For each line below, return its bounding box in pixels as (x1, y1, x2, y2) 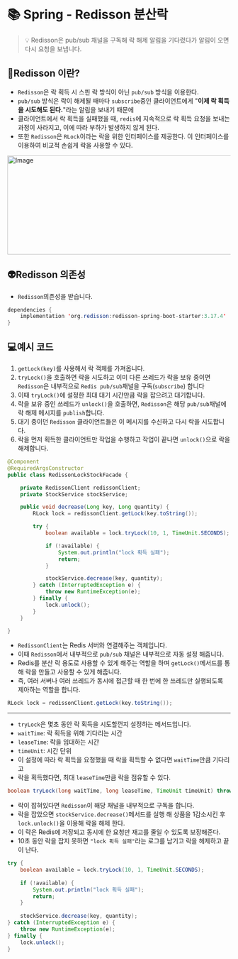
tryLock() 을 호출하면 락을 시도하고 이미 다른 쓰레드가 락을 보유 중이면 (17, 373, 211, 381)
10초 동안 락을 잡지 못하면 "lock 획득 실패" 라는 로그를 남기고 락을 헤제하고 (17, 837, 222, 845)
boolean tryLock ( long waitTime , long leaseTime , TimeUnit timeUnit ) (7, 787, 214, 795)
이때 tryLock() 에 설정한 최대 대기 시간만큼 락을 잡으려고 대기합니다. (17, 391, 205, 399)
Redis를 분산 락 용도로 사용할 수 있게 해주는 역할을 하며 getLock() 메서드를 (17, 659, 223, 667)
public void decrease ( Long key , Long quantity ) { (20, 503, 170, 511)
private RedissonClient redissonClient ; (20, 484, 141, 491)
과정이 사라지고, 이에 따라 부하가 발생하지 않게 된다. (17, 123, 159, 131)
